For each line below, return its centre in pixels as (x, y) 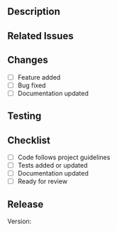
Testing (24, 116)
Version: (19, 221)
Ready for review (43, 181)
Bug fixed (32, 85)
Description (34, 12)
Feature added (39, 77)
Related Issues (40, 36)
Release (26, 204)
